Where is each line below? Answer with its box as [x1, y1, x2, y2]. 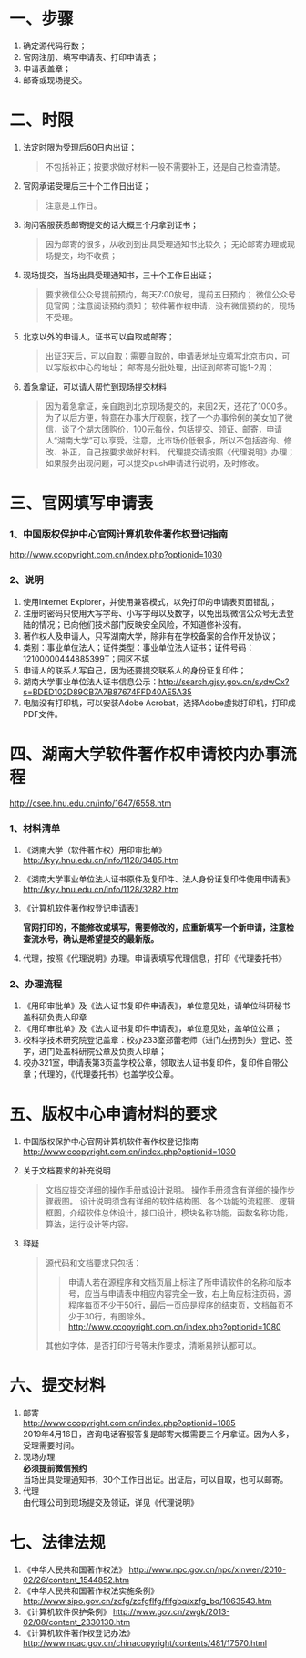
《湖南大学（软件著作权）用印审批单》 [22, 844, 167, 855]
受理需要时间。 [22, 1440, 79, 1451]
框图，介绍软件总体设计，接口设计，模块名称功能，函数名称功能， [45, 1207, 293, 1218]
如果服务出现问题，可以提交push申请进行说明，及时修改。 [45, 457, 264, 468]
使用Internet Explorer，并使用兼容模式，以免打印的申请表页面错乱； [22, 596, 278, 607]
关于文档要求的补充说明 [22, 1165, 111, 1176]
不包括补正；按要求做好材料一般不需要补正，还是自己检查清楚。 [45, 161, 285, 172]
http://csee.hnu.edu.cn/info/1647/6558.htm [9, 798, 172, 808]
